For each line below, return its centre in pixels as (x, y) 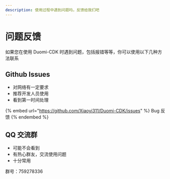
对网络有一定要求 (31, 87)
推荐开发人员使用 (31, 94)
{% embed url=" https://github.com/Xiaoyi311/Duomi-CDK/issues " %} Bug (82, 111)
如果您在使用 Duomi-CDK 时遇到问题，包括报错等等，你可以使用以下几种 (81, 52)
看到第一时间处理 (31, 100)
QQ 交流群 (21, 135)
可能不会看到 (26, 148)
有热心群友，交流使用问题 (39, 154)
